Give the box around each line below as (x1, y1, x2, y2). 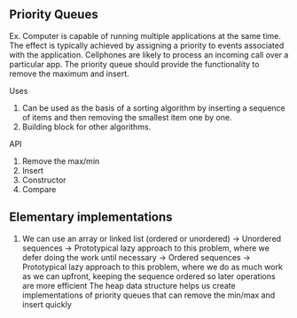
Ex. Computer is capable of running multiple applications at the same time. (9, 30, 282, 41)
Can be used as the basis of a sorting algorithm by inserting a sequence (21, 102, 285, 113)
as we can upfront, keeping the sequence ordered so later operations (21, 270, 277, 282)
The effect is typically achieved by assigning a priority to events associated (9, 40, 285, 50)
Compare (21, 183, 57, 194)
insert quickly (21, 299, 73, 309)
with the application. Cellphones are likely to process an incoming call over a (9, 49, 289, 60)
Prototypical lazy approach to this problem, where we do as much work (21, 261, 284, 272)
